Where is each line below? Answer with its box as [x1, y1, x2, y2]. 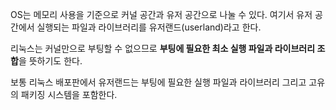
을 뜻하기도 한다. [18, 55, 83, 67]
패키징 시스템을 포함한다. [20, 89, 118, 100]
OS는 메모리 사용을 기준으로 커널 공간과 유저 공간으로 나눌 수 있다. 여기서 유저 [10, 9, 313, 20]
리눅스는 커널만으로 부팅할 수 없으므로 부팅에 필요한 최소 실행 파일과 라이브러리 [10, 43, 316, 54]
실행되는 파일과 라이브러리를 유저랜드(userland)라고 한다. [36, 21, 262, 33]
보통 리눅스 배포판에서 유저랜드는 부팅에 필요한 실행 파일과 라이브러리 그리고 [10, 76, 307, 88]
